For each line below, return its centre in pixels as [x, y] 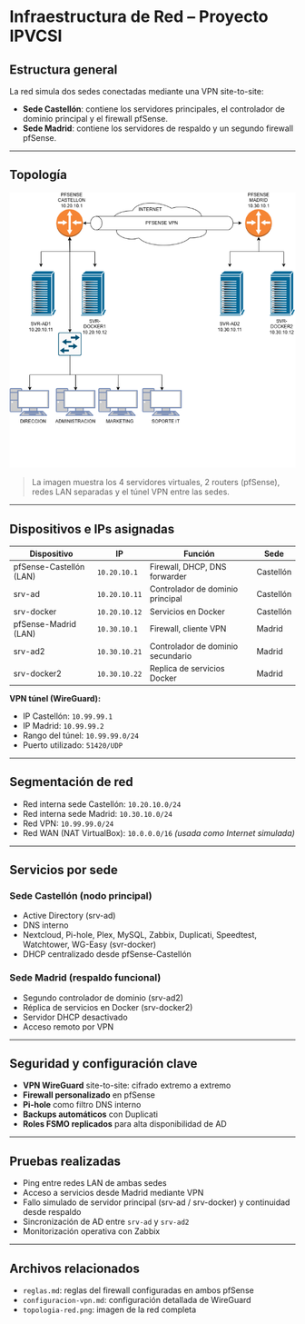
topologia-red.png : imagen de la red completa [109, 1309]
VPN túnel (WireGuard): [55, 698]
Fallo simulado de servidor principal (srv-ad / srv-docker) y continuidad [156, 1202]
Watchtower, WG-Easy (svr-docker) [89, 945]
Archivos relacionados [75, 1268]
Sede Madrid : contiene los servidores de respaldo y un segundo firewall [157, 128]
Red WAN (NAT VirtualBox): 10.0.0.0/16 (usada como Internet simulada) [158, 832]
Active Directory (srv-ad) [69, 916]
